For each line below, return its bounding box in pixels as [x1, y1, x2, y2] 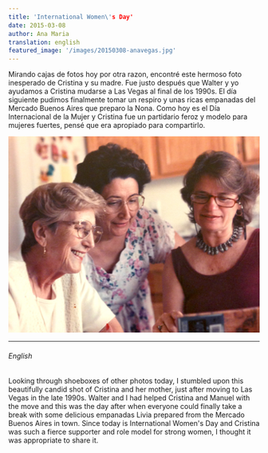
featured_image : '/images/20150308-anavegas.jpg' [8, 46, 177, 55]
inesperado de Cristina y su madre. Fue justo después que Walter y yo [8, 78, 239, 88]
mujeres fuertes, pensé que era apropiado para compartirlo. [8, 121, 206, 130]
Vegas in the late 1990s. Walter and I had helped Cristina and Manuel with [8, 392, 250, 403]
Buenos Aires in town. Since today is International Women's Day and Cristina [8, 418, 260, 427]
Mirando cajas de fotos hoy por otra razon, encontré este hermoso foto [8, 70, 242, 79]
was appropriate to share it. [8, 435, 99, 445]
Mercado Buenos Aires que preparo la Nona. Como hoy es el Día [8, 104, 221, 113]
